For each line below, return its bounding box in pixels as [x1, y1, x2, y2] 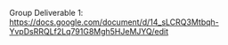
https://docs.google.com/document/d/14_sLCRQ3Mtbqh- [9, 17, 220, 27]
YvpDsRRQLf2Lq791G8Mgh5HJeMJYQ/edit [9, 26, 169, 36]
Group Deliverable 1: [9, 8, 84, 18]
